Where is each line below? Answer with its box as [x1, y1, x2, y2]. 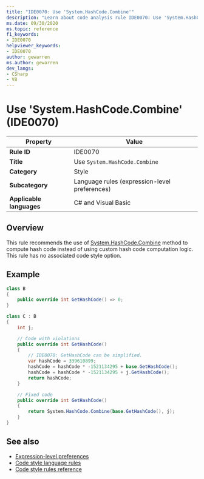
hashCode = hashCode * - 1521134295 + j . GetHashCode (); [28, 369, 170, 376]
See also [6, 437, 39, 447]
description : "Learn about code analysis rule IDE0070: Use [6, 15, 162, 21]
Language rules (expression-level [73, 177, 171, 186]
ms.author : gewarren [6, 59, 59, 65]
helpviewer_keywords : [6, 43, 61, 49]
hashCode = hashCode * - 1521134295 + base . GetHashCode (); [28, 364, 178, 370]
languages [9, 203, 41, 211]
